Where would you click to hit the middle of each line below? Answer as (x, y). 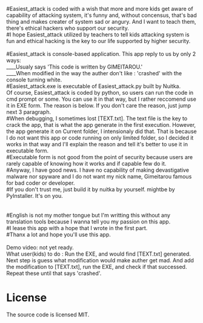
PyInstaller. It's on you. (35, 196)
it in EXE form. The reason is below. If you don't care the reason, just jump (99, 105)
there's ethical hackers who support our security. (68, 28)
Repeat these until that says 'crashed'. (54, 273)
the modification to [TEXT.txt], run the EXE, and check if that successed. (97, 267)
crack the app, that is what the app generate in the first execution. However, (101, 125)
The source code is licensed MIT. (48, 314)
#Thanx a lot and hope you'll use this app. (58, 234)
